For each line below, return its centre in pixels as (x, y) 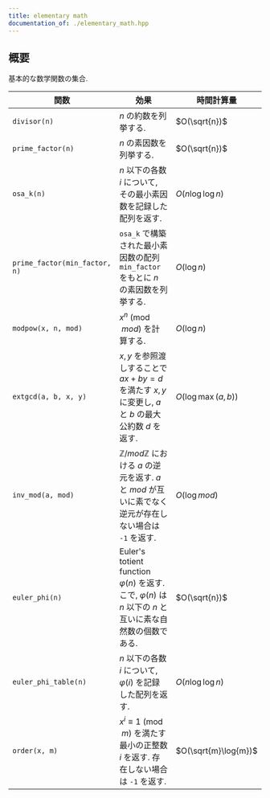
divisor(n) (33, 122)
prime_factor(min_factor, (62, 263)
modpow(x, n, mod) (47, 328)
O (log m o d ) (197, 495)
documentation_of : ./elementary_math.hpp (79, 23)
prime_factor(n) (43, 149)
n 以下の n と (143, 607)
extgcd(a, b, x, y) (49, 396)
